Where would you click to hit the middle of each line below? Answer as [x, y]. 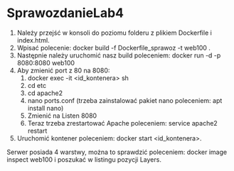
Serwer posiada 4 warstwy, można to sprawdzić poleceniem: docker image [117, 152]
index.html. [33, 40]
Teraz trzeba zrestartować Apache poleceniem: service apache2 [122, 123]
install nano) [46, 108]
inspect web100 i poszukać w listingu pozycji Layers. [84, 159]
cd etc [37, 85]
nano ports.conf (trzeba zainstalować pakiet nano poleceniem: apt [125, 100]
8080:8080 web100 [46, 62]
